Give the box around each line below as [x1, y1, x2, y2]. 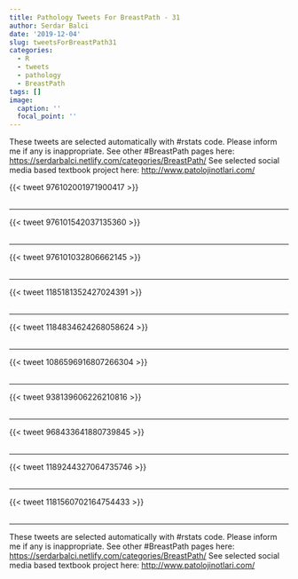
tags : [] [9, 87, 42, 96]
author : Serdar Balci [9, 21, 90, 30]
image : [9, 95, 34, 105]
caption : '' [17, 104, 62, 113]
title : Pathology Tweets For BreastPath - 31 [9, 12, 180, 22]
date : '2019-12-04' [9, 29, 82, 38]
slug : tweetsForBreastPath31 [9, 37, 117, 47]
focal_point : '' [17, 112, 77, 121]
